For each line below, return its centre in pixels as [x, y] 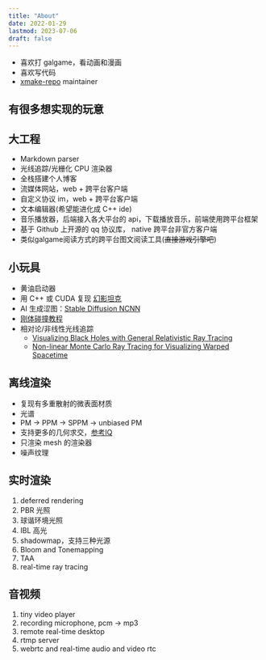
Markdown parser [50, 159]
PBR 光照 [35, 510]
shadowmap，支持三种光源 [65, 540]
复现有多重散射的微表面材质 [66, 404]
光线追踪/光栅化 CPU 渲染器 [66, 169]
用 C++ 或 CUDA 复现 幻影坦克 [71, 298]
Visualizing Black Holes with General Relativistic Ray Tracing [132, 338]
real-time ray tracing [54, 566]
